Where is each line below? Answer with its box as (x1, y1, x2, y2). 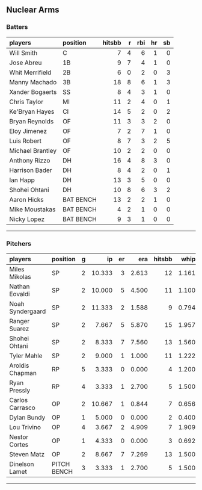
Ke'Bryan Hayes (9, 107, 55, 116)
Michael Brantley (9, 146, 57, 155)
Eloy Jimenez (9, 126, 47, 135)
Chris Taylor (9, 98, 44, 106)
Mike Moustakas (9, 205, 56, 213)
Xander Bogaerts (9, 87, 57, 96)
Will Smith (9, 48, 38, 57)
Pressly (9, 386, 31, 394)
